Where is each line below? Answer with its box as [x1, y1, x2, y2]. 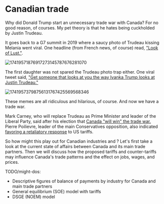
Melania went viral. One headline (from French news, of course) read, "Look [5, 45, 158, 51]
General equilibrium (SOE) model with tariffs [12, 188, 101, 194]
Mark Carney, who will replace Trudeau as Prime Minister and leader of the [5, 113, 156, 119]
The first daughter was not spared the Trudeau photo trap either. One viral [5, 69, 155, 75]
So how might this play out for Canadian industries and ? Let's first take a [5, 138, 153, 144]
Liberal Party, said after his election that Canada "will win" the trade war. [5, 118, 151, 124]
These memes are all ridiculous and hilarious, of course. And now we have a [5, 98, 159, 104]
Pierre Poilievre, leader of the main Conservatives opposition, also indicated [5, 124, 158, 129]
